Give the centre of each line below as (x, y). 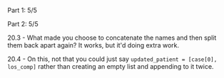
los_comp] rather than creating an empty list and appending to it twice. (111, 66)
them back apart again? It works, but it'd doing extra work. (93, 45)
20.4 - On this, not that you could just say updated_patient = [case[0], (112, 59)
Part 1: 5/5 (22, 10)
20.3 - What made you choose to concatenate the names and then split (112, 38)
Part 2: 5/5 (23, 24)
